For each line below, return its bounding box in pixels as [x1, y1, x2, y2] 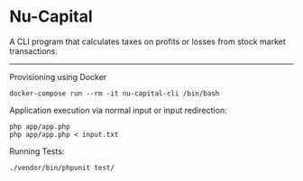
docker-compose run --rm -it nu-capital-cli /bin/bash [9, 88, 220, 98]
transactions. [9, 45, 59, 56]
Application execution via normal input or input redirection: [9, 104, 227, 115]
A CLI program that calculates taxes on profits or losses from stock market [9, 36, 286, 47]
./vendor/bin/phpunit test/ [9, 163, 115, 172]
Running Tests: [9, 146, 65, 157]
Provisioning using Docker [9, 71, 107, 82]
